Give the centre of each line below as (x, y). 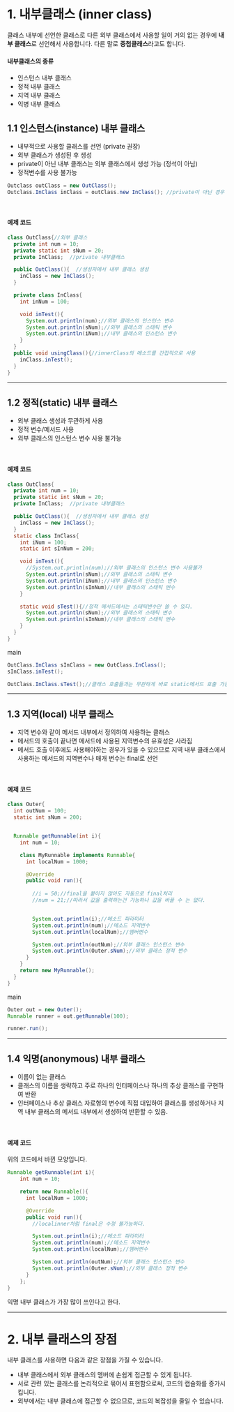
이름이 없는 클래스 (41, 1077)
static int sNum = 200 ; (48, 817)
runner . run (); (28, 1029)
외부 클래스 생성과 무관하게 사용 (60, 421)
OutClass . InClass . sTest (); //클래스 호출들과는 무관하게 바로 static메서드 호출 (112, 684)
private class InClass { (48, 295)
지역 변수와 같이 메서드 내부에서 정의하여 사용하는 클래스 (94, 732)
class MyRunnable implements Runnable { (78, 855)
